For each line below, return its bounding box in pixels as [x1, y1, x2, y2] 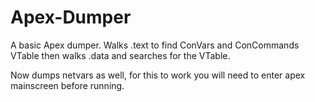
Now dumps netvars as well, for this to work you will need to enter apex [10, 69, 306, 81]
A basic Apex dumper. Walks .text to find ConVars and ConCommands [10, 39, 300, 51]
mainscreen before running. [10, 79, 125, 91]
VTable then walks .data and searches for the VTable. [10, 49, 231, 61]
